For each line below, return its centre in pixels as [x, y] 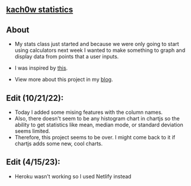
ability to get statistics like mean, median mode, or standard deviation [99, 125]
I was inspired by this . [41, 68]
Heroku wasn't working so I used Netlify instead [73, 176]
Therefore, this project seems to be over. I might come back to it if [95, 138]
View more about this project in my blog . [64, 80]
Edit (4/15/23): [33, 162]
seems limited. [32, 131]
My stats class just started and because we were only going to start [97, 44]
